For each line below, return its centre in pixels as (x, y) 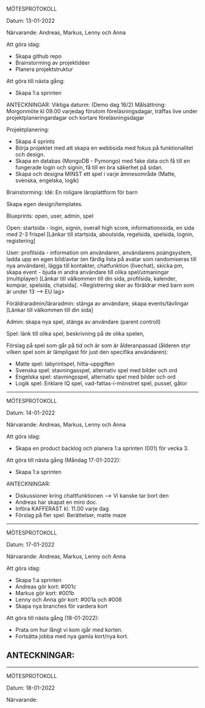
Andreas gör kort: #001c (46, 587)
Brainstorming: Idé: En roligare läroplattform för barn (72, 192)
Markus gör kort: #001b (45, 593)
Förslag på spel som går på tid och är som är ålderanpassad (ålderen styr (99, 345)
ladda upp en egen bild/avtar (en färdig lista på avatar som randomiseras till (102, 259)
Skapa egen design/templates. (45, 204)
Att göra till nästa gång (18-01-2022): (53, 618)
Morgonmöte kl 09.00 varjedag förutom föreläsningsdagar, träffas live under (102, 111)
